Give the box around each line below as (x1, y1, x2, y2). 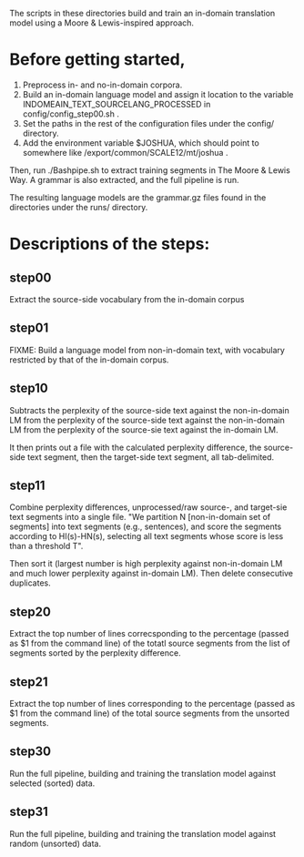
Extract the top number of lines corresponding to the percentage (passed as (9, 699, 296, 709)
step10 (9, 381, 48, 396)
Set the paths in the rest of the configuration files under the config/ (22, 117, 275, 128)
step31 (9, 804, 48, 820)
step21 (9, 674, 48, 689)
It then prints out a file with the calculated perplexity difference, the (9, 442, 262, 453)
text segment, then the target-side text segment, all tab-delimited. (26, 451, 275, 463)
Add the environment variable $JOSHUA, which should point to (22, 137, 259, 148)
